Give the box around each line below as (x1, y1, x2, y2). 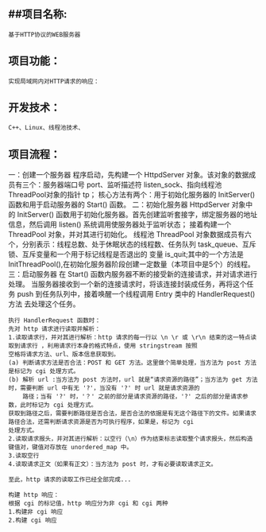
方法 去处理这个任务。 (8, 299, 80, 309)
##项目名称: (8, 7, 67, 21)
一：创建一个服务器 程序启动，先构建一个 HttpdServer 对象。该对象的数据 (8, 170, 249, 180)
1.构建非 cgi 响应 (8, 508, 64, 516)
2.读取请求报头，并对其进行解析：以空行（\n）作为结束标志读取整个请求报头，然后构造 (8, 435, 253, 443)
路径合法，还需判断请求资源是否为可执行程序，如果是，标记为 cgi (8, 418, 195, 426)
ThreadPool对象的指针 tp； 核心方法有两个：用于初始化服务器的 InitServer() (8, 190, 256, 200)
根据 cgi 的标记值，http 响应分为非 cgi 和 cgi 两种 (8, 499, 168, 507)
